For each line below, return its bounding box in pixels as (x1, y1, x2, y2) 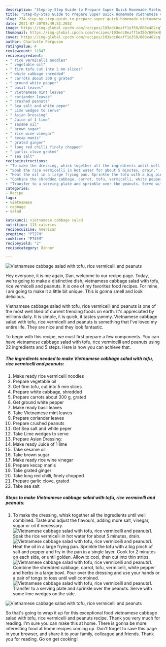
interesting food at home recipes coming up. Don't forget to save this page (5, 626, 157, 632)
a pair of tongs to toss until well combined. (12, 575, 100, 581)
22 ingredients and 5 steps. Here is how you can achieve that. (5, 344, 131, 350)
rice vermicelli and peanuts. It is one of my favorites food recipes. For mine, (5, 283, 159, 289)
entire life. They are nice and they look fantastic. (5, 324, 103, 330)
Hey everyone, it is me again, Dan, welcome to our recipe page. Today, (5, 273, 149, 279)
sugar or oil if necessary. (12, 523, 64, 529)
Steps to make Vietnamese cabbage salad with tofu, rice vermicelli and (5, 494, 156, 501)
